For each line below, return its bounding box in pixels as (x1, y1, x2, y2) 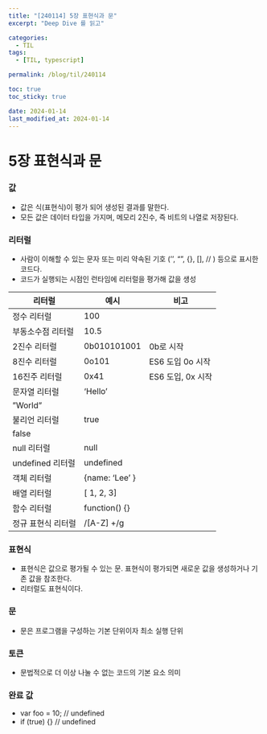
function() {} (84, 502, 130, 514)
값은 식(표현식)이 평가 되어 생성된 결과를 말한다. (19, 202, 170, 211)
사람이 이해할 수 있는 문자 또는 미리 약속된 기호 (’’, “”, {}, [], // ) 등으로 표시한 (19, 254, 259, 264)
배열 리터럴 (12, 488, 52, 499)
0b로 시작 (148, 341, 184, 352)
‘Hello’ (84, 386, 108, 397)
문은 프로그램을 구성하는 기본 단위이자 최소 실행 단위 (19, 625, 183, 635)
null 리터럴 (12, 443, 51, 454)
